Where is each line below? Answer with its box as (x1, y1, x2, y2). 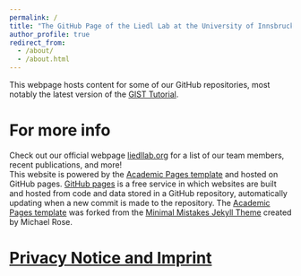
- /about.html (17, 55, 70, 64)
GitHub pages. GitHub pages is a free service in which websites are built (9, 178, 277, 189)
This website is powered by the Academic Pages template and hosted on (9, 168, 279, 179)
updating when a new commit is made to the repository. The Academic (9, 197, 271, 208)
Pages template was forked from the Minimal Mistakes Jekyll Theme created (9, 207, 292, 218)
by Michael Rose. (9, 216, 73, 227)
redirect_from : (9, 38, 66, 47)
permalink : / (9, 13, 58, 22)
